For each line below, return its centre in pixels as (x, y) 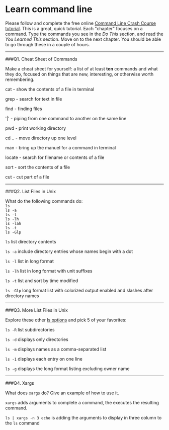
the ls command (22, 423)
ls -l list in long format (29, 261)
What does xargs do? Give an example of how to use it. (62, 393)
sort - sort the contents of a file (38, 167)
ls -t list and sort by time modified (42, 281)
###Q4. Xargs (20, 383)
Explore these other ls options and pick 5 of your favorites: (66, 320)
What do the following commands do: (44, 201)
